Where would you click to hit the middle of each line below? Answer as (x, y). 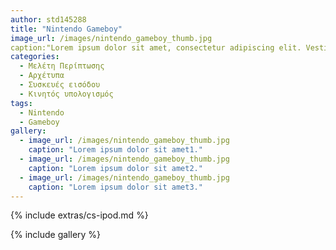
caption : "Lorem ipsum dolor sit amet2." (115, 168)
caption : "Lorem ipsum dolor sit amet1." (115, 150)
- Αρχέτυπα (42, 76)
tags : (21, 103)
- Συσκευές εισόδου (60, 85)
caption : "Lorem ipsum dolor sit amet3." (115, 187)
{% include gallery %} (56, 235)
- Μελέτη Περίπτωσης (62, 66)
